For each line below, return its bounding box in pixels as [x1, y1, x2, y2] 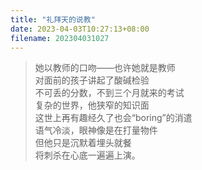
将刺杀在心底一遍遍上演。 [34, 149, 141, 161]
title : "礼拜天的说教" [10, 14, 96, 25]
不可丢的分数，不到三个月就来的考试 [34, 87, 185, 99]
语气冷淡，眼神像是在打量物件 [34, 124, 158, 136]
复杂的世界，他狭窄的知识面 [34, 99, 150, 111]
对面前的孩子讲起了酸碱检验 [34, 74, 150, 86]
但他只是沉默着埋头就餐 [34, 137, 132, 149]
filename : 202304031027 [10, 33, 110, 43]
